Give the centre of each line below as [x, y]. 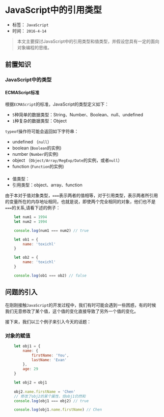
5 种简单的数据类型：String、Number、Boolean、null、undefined [78, 115]
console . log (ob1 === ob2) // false [50, 276]
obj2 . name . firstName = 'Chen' [45, 392]
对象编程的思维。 [34, 47]
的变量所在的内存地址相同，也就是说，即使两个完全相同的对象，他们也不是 [80, 202]
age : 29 [30, 369]
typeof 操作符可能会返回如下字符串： [42, 132]
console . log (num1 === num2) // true [52, 230]
